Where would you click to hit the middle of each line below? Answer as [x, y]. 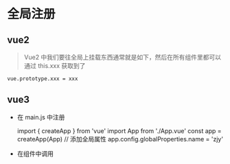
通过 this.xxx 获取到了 [55, 66]
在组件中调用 [35, 153]
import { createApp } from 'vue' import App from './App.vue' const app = [119, 130]
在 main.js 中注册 [41, 117]
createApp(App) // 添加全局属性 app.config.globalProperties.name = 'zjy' [120, 139]
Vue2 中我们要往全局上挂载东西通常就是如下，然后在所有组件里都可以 [123, 57]
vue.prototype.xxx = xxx [43, 79]
